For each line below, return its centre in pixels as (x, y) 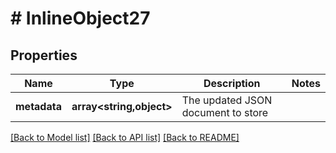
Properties (44, 55)
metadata (38, 106)
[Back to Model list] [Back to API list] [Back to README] (125, 137)
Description (232, 83)
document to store (225, 112)
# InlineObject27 (80, 18)
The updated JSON (227, 100)
